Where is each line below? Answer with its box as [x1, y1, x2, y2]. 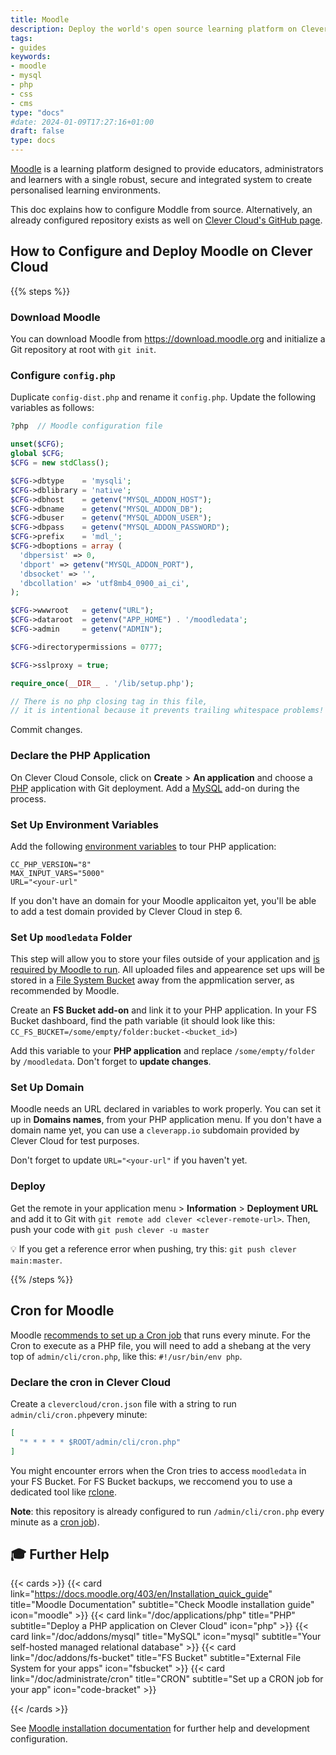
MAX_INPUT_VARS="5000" [10, 868, 105, 878]
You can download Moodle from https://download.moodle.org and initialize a [10, 333, 326, 345]
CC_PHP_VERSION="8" [10, 859, 92, 870]
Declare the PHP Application [10, 749, 151, 763]
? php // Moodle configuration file [10, 421, 163, 431]
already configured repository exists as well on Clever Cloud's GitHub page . [10, 214, 323, 226]
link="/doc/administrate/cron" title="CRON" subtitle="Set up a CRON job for [10, 1673, 324, 1685]
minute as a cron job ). [10, 1516, 100, 1528]
